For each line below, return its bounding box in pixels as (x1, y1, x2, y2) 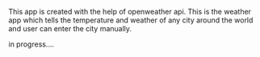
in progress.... (8, 39, 55, 49)
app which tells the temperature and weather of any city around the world (8, 15, 254, 25)
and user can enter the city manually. (8, 24, 132, 33)
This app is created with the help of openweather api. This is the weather (8, 7, 252, 16)
